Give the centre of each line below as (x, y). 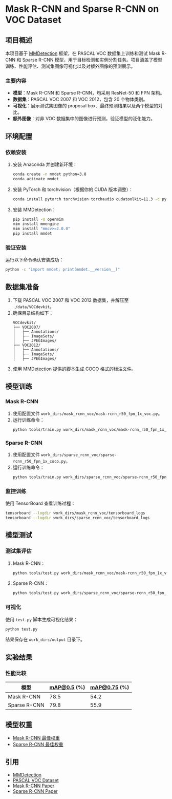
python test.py (21, 629)
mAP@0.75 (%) (110, 688)
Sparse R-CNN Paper (35, 791)
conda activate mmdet (36, 179)
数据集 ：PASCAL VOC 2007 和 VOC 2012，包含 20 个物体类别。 (80, 99)
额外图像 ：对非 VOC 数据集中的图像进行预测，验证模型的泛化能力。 (84, 119)
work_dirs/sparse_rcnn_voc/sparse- (79, 455)
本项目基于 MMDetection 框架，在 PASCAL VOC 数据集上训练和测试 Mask (83, 53)
